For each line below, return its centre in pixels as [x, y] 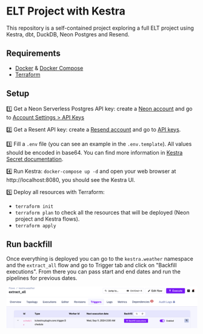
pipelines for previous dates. [42, 278]
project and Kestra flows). [47, 219]
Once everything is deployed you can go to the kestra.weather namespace [100, 259]
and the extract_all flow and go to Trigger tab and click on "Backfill [92, 266]
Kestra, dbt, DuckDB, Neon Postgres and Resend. [68, 34]
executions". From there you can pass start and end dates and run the [93, 272]
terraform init [34, 206]
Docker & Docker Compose [49, 68]
